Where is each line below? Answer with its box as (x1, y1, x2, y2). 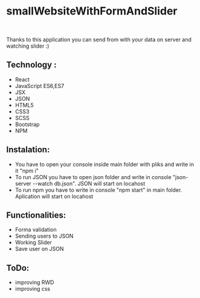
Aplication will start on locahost (15, 192, 94, 200)
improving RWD (15, 279, 54, 286)
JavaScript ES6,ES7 (15, 82, 65, 89)
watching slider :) (6, 42, 50, 49)
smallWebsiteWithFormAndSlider (6, 4, 178, 18)
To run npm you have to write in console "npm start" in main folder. (15, 186, 182, 194)
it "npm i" (15, 167, 39, 174)
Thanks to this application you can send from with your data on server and (6, 36, 192, 43)
